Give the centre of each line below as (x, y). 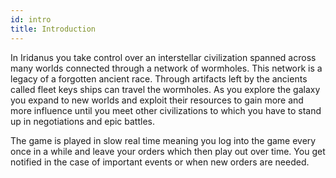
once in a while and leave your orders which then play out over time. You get (168, 151)
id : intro (31, 19)
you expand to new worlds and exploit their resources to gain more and (157, 100)
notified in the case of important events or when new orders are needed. (160, 162)
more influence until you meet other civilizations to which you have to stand (166, 110)
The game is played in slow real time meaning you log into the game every (163, 140)
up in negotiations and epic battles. (83, 121)
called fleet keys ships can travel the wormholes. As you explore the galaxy (165, 89)
